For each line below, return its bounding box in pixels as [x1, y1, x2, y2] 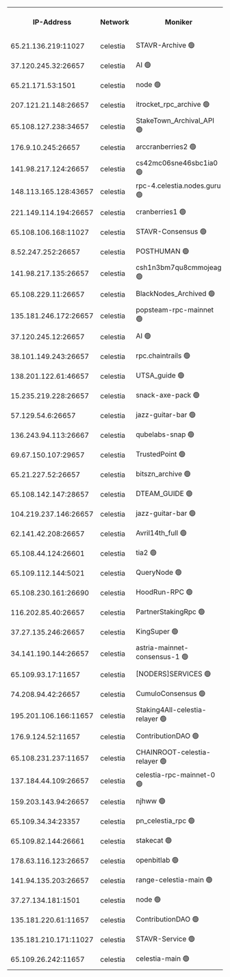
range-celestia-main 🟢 [136, 875, 213, 885]
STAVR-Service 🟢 [136, 934, 196, 943]
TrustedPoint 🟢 [136, 449, 186, 458]
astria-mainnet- [136, 643, 189, 652]
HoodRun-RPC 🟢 [136, 587, 193, 597]
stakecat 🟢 [136, 835, 172, 845]
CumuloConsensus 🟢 [136, 689, 206, 698]
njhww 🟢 [136, 796, 166, 806]
